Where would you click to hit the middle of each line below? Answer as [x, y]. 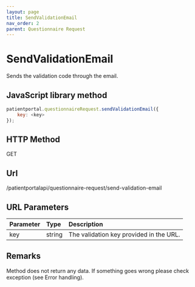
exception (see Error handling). [45, 277]
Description [86, 224]
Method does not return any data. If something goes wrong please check [98, 271]
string [54, 235]
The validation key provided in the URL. [124, 235]
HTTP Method [33, 140]
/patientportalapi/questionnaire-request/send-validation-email [84, 188]
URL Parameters [37, 207]
